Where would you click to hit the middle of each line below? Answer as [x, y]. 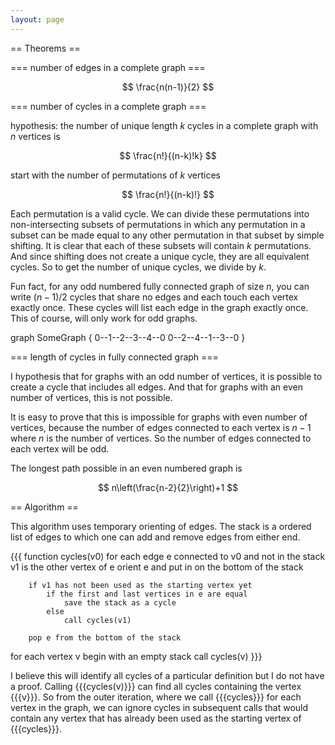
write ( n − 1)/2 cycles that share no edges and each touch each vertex [154, 297]
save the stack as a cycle [120, 602]
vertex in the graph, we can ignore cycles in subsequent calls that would [159, 707]
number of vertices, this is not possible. [91, 397]
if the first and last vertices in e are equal [147, 594]
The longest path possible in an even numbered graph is [126, 468]
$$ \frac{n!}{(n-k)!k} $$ [168, 155]
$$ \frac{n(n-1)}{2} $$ [168, 87]
